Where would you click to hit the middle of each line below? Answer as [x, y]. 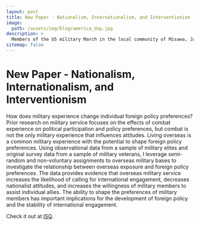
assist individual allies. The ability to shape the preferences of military [92, 192]
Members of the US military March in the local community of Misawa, [99, 39]
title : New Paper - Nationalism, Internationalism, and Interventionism [98, 17]
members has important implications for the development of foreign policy [97, 198]
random [16, 160]
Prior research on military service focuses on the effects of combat [88, 122]
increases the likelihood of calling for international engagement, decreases [98, 179]
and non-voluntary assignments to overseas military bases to [101, 160]
